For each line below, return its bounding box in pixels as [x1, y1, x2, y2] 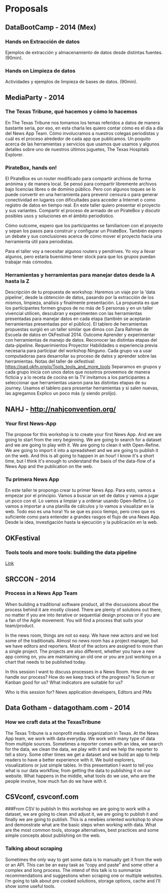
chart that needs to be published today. [5, 659, 87, 665]
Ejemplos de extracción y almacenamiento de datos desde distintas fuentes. [5, 49, 163, 55]
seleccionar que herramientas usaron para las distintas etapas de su [5, 380, 146, 386]
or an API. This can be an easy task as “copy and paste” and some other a [5, 861, 158, 868]
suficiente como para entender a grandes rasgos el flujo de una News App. [5, 514, 160, 520]
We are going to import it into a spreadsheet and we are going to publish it [5, 448, 158, 454]
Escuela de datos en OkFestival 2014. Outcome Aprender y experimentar [5, 332, 155, 338]
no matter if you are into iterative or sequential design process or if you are [5, 612, 160, 618]
